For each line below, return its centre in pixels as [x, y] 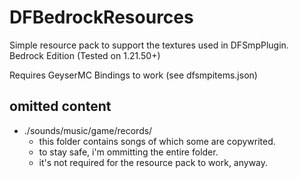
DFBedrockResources [101, 17]
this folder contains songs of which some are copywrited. [157, 141]
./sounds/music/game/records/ [88, 130]
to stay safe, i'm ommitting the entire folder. [128, 152]
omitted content [60, 106]
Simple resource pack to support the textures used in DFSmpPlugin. [149, 45]
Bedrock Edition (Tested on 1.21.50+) [85, 55]
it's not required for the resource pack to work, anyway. [153, 162]
